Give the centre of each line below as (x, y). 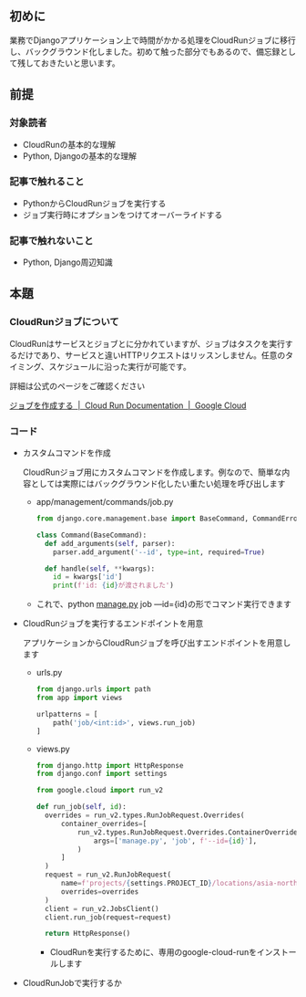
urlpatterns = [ (67, 714)
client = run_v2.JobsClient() (102, 908)
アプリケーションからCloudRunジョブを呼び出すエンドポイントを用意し (157, 643)
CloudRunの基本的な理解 (69, 144)
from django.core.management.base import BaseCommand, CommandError (169, 519)
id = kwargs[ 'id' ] (88, 577)
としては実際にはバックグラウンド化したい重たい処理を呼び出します (158, 484)
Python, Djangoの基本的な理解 (79, 156)
